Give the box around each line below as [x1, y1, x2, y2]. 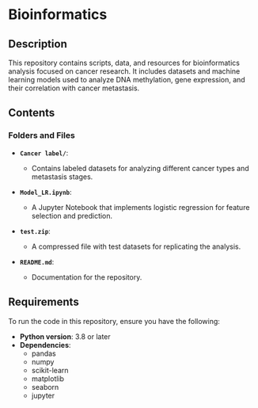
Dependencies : [19, 340, 71, 349]
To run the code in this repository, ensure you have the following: [8, 316, 220, 326]
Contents [8, 106, 55, 120]
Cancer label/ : [19, 148, 69, 158]
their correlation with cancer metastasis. [8, 83, 140, 93]
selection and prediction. [31, 211, 113, 220]
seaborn [31, 382, 59, 391]
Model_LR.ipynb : [19, 187, 73, 196]
